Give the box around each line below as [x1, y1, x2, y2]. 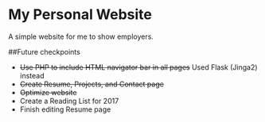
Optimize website [19, 87, 77, 97]
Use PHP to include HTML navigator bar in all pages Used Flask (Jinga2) [19, 62, 258, 72]
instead [19, 71, 45, 80]
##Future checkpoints [8, 47, 81, 56]
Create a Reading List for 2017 [19, 96, 119, 105]
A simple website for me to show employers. [8, 32, 154, 41]
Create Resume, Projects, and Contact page [19, 79, 165, 89]
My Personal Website [8, 6, 153, 24]
